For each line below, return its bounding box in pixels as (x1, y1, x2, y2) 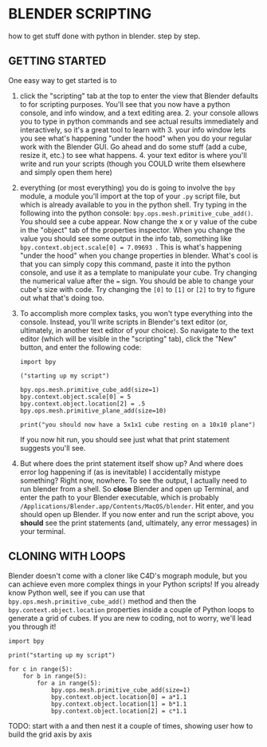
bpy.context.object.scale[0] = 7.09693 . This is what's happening (19, 242, 242, 251)
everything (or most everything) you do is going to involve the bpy (19, 183, 236, 192)
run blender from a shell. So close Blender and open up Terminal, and (19, 484, 249, 493)
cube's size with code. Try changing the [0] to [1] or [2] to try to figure (19, 284, 256, 294)
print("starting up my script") (8, 651, 116, 659)
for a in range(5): (37, 679, 102, 687)
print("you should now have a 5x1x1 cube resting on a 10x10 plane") (19, 421, 257, 429)
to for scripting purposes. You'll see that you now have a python (19, 99, 230, 109)
